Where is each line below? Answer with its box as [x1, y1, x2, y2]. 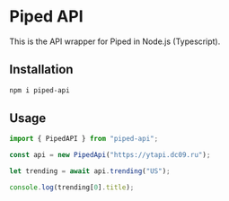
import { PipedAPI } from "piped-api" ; [9, 135, 159, 144]
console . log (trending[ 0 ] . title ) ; [9, 183, 135, 192]
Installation [9, 62, 74, 77]
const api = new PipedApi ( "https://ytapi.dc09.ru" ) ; [9, 151, 211, 160]
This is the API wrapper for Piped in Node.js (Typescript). [9, 36, 221, 47]
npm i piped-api [9, 85, 70, 95]
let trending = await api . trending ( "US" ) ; [9, 167, 171, 176]
